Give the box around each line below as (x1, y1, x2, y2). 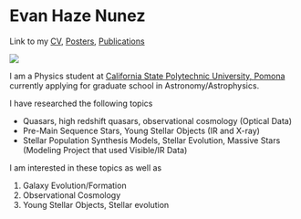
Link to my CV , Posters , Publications (9, 36, 145, 47)
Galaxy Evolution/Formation (22, 180, 127, 191)
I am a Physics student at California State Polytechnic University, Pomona (9, 70, 285, 81)
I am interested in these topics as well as (9, 162, 162, 173)
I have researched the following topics (9, 98, 153, 109)
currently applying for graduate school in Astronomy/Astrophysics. (9, 79, 260, 91)
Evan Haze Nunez (9, 5, 146, 26)
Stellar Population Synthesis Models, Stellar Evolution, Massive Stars (22, 134, 281, 146)
